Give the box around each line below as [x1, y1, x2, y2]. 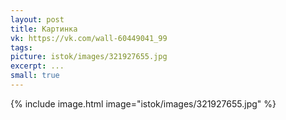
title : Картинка [10, 24, 78, 34]
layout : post [10, 14, 65, 25]
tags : [10, 42, 33, 53]
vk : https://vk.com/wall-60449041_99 [10, 33, 168, 43]
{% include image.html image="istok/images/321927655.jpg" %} [10, 97, 277, 110]
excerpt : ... [10, 61, 65, 71]
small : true [10, 71, 60, 81]
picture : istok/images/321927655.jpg [10, 52, 168, 62]
